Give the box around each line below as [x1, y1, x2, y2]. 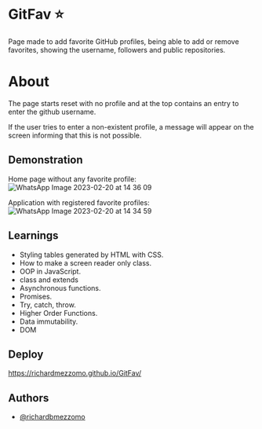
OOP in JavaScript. [19, 266, 81, 276]
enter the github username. [8, 107, 96, 116]
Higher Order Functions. [19, 308, 98, 317]
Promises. [19, 291, 53, 301]
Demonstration [8, 153, 84, 167]
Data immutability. [19, 317, 78, 326]
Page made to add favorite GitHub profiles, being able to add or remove [8, 36, 239, 46]
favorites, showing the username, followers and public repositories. [8, 45, 226, 54]
